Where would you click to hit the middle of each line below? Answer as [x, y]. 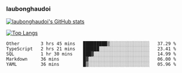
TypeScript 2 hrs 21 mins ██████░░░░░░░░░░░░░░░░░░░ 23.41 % [91, 49]
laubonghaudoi [28, 9]
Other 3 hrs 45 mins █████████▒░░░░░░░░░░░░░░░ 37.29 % [91, 44]
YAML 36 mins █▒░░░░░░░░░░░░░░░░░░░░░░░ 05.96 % [91, 64]
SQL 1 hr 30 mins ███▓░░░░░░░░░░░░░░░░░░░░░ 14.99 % [91, 54]
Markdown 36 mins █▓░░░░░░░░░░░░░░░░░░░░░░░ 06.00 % [91, 59]
